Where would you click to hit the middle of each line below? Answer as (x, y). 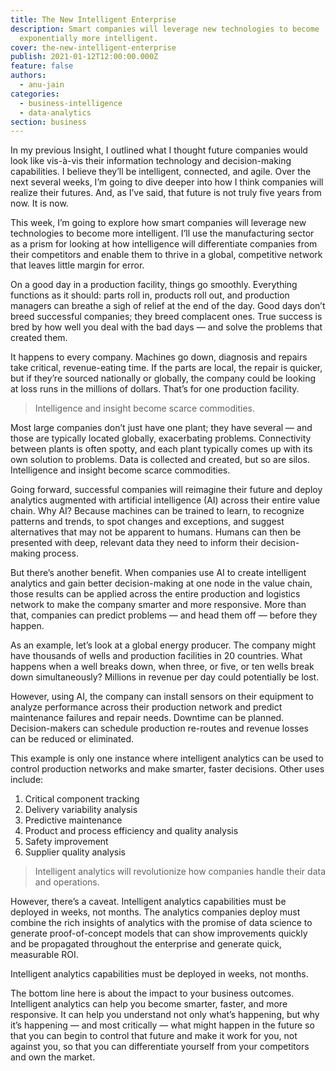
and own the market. (53, 1057)
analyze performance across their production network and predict (146, 707)
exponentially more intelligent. (89, 38)
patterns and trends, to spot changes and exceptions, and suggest (147, 522)
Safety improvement (66, 842)
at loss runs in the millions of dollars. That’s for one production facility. (155, 389)
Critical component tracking (82, 799)
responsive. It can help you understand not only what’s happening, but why (165, 1015)
